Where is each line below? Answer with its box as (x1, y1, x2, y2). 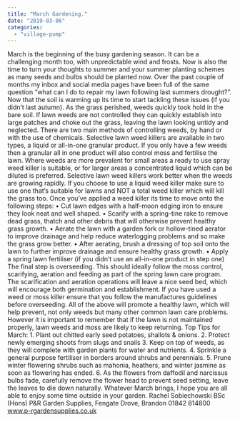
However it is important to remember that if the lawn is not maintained (7, 316, 213, 324)
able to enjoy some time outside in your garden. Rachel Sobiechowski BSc (7, 391, 226, 400)
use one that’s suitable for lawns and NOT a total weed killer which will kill (7, 186, 225, 195)
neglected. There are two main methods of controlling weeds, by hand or (7, 126, 223, 134)
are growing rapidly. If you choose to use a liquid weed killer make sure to (7, 179, 224, 188)
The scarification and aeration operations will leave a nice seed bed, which (7, 278, 228, 286)
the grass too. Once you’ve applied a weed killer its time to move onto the (7, 194, 224, 203)
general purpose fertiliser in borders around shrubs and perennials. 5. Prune (7, 353, 231, 362)
